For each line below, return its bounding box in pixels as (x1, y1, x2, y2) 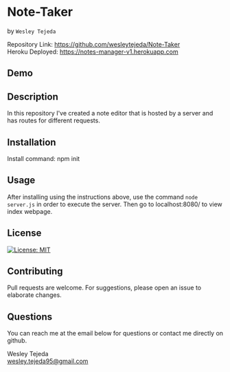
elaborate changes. (7, 291, 62, 299)
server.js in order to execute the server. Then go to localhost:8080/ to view (7, 200, 223, 208)
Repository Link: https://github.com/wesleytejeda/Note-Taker (7, 40, 181, 48)
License (7, 228, 42, 239)
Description (7, 91, 58, 102)
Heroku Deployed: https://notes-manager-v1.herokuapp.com (7, 47, 179, 56)
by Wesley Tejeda (7, 27, 56, 35)
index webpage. (7, 207, 53, 215)
